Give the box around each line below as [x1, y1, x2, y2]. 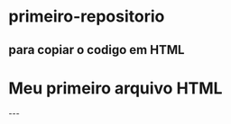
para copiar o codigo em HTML [8, 42, 185, 58]
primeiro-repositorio [8, 6, 165, 27]
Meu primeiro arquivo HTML [8, 78, 223, 98]
